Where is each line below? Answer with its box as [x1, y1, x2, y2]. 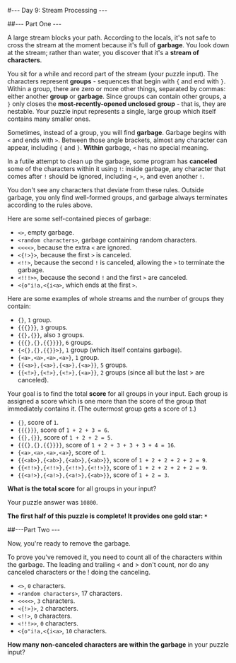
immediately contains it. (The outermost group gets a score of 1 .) [7, 404, 196, 413]
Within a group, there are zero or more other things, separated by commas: [7, 85, 226, 93]
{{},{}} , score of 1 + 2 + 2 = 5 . [17, 433, 113, 441]
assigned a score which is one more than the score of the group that [7, 397, 207, 405]
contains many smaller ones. [7, 115, 91, 123]
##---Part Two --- [7, 526, 60, 534]
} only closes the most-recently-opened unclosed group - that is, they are [7, 100, 227, 108]
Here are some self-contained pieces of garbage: [7, 215, 151, 223]
